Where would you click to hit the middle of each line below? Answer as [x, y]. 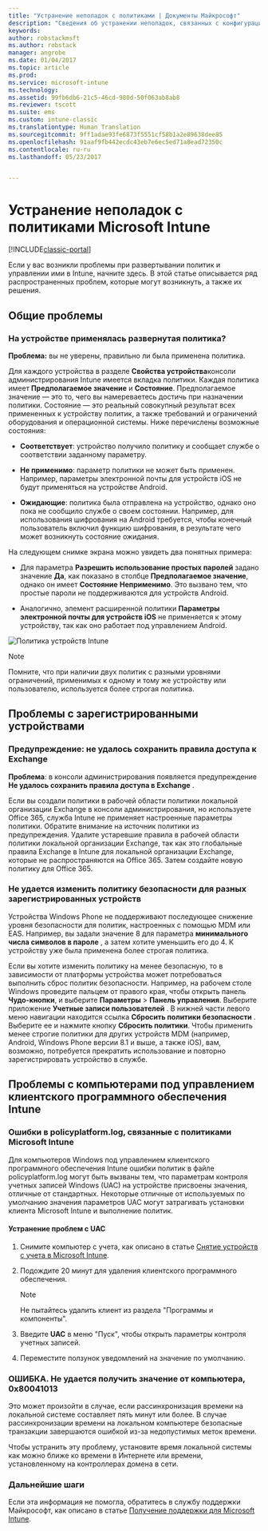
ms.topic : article [39, 68]
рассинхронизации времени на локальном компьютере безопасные [126, 1423]
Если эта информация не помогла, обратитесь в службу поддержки [124, 1502]
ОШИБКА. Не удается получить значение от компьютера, [127, 1378]
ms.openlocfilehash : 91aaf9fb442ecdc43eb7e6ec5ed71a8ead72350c [116, 142]
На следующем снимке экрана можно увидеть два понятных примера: [130, 551]
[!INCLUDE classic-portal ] [50, 249]
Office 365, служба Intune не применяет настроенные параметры [120, 817]
